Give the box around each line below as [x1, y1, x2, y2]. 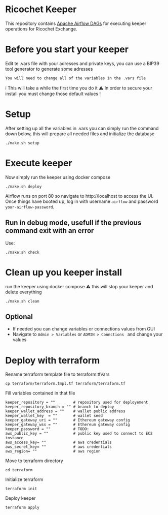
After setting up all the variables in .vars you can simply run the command [5, 125, 159, 131]
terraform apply [5, 505, 39, 510]
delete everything [5, 289, 42, 295]
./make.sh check [5, 250, 39, 255]
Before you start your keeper [5, 44, 129, 55]
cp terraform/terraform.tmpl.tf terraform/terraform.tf [5, 381, 125, 386]
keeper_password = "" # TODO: [5, 427, 90, 432]
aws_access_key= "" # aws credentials [5, 440, 112, 445]
